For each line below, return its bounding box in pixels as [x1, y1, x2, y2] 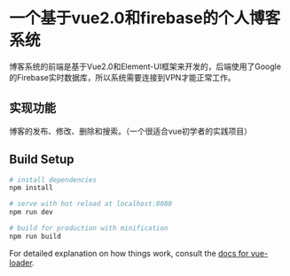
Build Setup [9, 152, 74, 167]
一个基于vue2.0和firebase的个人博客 [9, 8, 281, 28]
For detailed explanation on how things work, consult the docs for [9, 248, 249, 258]
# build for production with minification [9, 224, 169, 233]
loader [9, 257, 33, 268]
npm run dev [9, 208, 53, 217]
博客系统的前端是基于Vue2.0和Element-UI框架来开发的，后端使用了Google [9, 61, 282, 72]
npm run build [9, 232, 62, 241]
